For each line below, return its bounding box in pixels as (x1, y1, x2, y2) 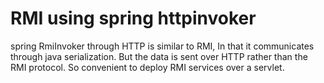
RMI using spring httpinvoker (10, 7, 257, 30)
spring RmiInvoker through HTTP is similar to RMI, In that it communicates (10, 40, 315, 52)
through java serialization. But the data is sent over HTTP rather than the (10, 50, 308, 62)
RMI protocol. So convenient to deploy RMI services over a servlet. (10, 61, 285, 73)
